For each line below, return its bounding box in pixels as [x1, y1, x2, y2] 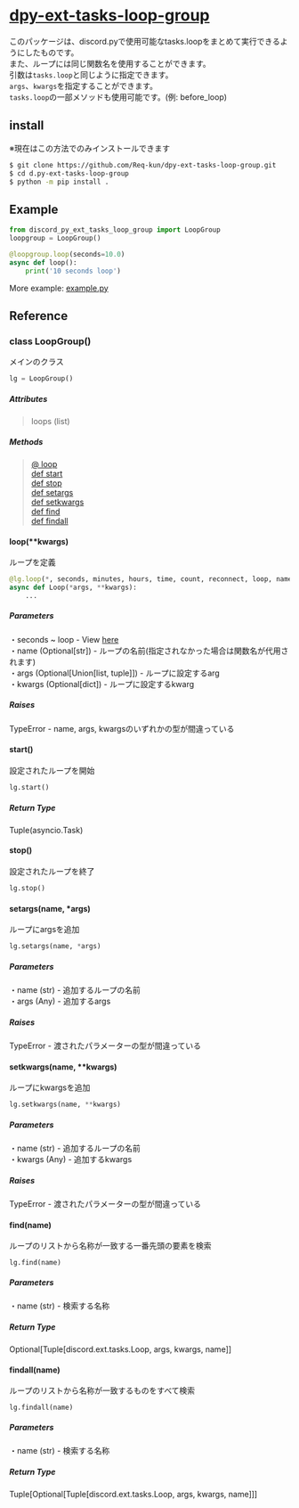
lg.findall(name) [9, 1403, 74, 1413]
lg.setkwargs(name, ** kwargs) [9, 1100, 122, 1110]
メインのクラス [9, 357, 64, 367]
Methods [9, 436, 44, 447]
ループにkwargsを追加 [9, 1082, 91, 1093]
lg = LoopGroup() [9, 374, 74, 383]
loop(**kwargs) [9, 536, 69, 546]
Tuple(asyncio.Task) [9, 824, 84, 835]
